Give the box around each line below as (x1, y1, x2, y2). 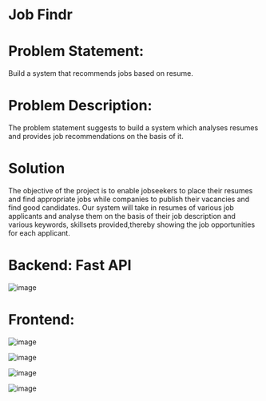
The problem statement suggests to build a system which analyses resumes (8, 123, 259, 133)
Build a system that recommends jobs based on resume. (8, 69, 193, 78)
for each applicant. (8, 228, 70, 237)
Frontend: (8, 311, 75, 329)
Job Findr (8, 6, 73, 24)
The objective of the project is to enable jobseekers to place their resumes (8, 186, 253, 195)
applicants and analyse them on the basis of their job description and (8, 212, 236, 220)
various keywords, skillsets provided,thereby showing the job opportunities (8, 220, 256, 229)
